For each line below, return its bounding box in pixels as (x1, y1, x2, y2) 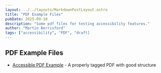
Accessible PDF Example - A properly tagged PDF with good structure (12, 62, 157, 68)
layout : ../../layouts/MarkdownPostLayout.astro (5, 7, 108, 12)
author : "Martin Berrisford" (5, 26, 66, 31)
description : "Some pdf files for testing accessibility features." (5, 21, 150, 26)
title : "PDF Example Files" (5, 12, 64, 17)
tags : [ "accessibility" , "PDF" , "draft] (5, 30, 90, 35)
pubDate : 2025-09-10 (5, 16, 48, 21)
